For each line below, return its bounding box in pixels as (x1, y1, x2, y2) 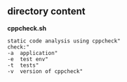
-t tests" (7, 62, 39, 69)
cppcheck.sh (7, 24, 47, 32)
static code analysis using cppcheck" (7, 38, 121, 44)
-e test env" (7, 56, 49, 63)
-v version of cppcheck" (7, 67, 83, 75)
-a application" (7, 49, 58, 56)
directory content (7, 6, 86, 17)
